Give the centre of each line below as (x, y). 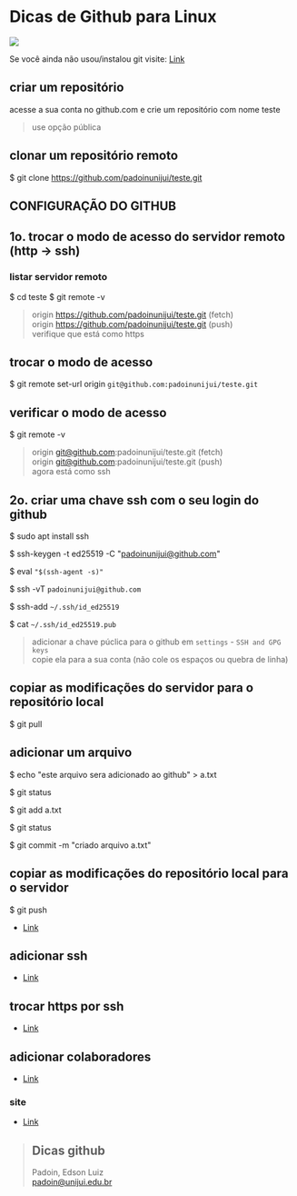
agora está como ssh (71, 472)
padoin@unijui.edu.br (72, 1182)
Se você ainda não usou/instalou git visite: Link (97, 59)
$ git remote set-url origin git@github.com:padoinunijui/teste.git (134, 384)
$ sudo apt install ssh (49, 536)
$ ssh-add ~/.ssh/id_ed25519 (64, 607)
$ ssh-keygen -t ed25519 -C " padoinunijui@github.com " (115, 554)
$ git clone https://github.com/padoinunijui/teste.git (106, 177)
